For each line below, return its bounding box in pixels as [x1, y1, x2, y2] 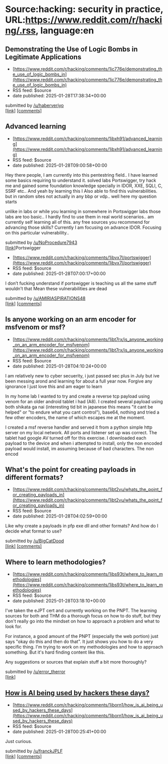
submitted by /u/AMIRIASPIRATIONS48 [5, 295, 86, 301]
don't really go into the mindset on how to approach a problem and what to [5, 618, 160, 624]
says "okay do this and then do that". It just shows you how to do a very [5, 639, 153, 645]
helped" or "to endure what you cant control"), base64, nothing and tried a [5, 409, 159, 415]
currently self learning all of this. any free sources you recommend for [5, 219, 150, 225]
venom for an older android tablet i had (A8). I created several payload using [5, 398, 163, 405]
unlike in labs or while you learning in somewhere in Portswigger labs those [5, 208, 161, 214]
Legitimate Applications [5, 53, 82, 61]
